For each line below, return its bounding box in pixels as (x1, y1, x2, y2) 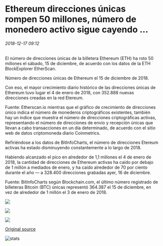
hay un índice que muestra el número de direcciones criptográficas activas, (5, 115, 157, 121)
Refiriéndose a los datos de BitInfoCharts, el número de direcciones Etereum (5, 140, 159, 145)
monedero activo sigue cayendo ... (5, 24, 148, 35)
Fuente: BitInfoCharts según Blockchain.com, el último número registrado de (5, 179, 158, 185)
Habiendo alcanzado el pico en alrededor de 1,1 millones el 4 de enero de (5, 154, 152, 160)
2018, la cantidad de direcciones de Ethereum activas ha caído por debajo (5, 159, 154, 165)
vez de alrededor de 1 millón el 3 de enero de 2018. (5, 190, 108, 195)
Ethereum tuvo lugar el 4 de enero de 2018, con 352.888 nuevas (5, 90, 134, 96)
